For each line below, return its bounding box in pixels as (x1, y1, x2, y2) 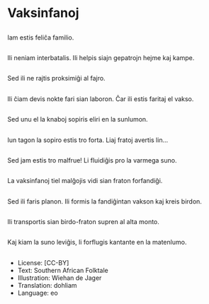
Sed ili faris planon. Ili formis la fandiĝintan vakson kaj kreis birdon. (7, 197, 202, 206)
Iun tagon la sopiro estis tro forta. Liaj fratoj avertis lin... (7, 136, 169, 144)
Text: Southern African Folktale (17, 266, 108, 274)
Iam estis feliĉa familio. (7, 33, 74, 42)
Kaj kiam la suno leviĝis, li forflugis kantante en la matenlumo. (7, 238, 187, 247)
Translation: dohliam (17, 281, 77, 289)
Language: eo (17, 288, 58, 297)
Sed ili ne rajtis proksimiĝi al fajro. (7, 74, 106, 83)
